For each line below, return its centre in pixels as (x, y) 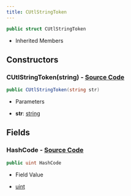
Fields (18, 133)
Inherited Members (39, 40)
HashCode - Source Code (45, 150)
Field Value (29, 175)
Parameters (30, 102)
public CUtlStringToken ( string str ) (53, 90)
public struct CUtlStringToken (46, 29)
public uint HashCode (34, 163)
